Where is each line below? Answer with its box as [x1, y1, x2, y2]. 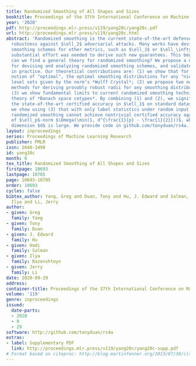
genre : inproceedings [6, 296, 59, 303]
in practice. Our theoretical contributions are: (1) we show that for [11, 68, 190, 74]
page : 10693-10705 [6, 177, 51, 183]
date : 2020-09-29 [6, 275, 48, 281]
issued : [6, 302, 25, 308]
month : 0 [6, 156, 27, 161]
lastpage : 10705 [6, 172, 45, 178]
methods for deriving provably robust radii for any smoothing [11, 85, 168, 91]
